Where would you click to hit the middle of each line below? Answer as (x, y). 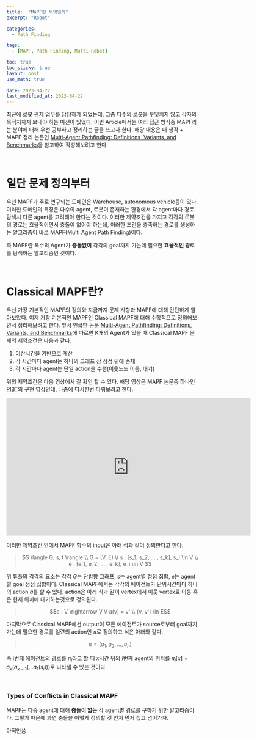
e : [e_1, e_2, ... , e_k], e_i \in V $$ (110, 564)
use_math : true (26, 79)
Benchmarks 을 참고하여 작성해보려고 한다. (57, 145)
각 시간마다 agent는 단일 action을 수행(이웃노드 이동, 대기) (85, 368)
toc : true (19, 62)
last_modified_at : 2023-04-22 (45, 96)
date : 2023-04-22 (28, 90)
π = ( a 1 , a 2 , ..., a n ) (110, 645)
